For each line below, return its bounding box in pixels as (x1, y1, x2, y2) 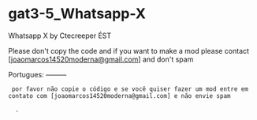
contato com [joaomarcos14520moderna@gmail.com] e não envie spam (8, 92, 231, 99)
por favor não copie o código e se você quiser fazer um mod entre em (11, 84, 248, 93)
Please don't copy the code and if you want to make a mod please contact (8, 46, 250, 55)
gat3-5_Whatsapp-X (8, 5, 146, 23)
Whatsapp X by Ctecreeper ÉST (8, 31, 112, 40)
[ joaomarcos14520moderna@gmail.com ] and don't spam (8, 54, 194, 64)
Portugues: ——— (8, 69, 67, 79)
